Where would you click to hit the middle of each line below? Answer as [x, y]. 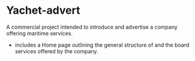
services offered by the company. [56, 51]
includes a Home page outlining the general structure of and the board [102, 45]
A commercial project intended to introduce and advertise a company [92, 27]
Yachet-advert [43, 10]
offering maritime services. [40, 33]
